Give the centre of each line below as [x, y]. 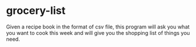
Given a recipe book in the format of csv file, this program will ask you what [98, 27]
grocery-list [36, 11]
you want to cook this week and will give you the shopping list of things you [98, 32]
